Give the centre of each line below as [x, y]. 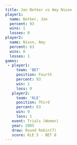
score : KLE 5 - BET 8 [34, 135]
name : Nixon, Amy [28, 42]
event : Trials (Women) [35, 121]
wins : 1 [18, 28]
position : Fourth [34, 75]
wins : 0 [18, 51]
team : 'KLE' [29, 98]
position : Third [33, 103]
